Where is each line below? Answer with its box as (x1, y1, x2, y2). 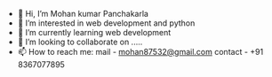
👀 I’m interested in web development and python (17, 18, 196, 28)
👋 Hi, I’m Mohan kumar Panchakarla (17, 9, 149, 19)
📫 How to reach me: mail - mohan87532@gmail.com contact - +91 (17, 47, 264, 57)
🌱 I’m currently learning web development (17, 27, 172, 37)
